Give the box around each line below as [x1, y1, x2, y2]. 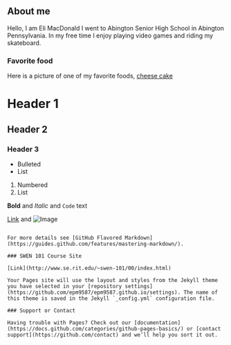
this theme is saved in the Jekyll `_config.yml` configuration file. [7, 294, 215, 302]
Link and [7, 215, 32, 223]
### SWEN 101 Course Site [7, 252, 82, 259]
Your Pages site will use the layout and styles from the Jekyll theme [7, 276, 218, 283]
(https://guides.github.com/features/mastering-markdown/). [7, 240, 185, 247]
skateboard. [7, 38, 41, 47]
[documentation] [133, 319, 181, 326]
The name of [183, 289, 218, 296]
